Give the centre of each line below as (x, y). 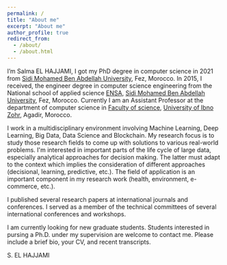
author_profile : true (38, 33)
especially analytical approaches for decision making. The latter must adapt (114, 157)
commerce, (23, 186)
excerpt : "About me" (37, 26)
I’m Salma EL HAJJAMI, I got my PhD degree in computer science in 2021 (110, 71)
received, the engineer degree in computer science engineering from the (110, 86)
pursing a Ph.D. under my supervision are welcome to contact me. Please (110, 234)
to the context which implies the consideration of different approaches (106, 164)
